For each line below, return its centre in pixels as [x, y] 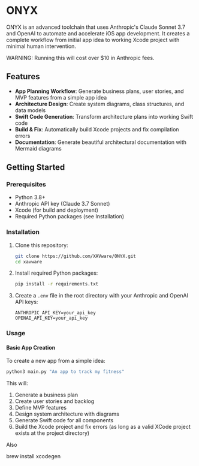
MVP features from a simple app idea [61, 97]
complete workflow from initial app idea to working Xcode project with [93, 40]
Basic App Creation [31, 347]
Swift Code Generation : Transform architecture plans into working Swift [104, 116]
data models [30, 110]
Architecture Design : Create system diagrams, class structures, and [99, 104]
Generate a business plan [46, 395]
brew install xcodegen [34, 456]
